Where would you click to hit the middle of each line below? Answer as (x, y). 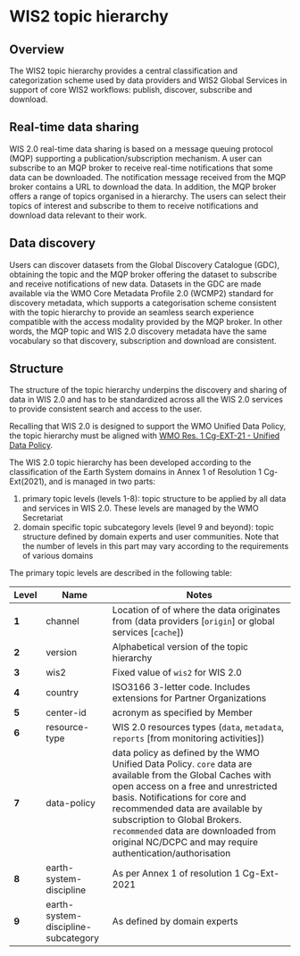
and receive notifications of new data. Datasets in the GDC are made (135, 284)
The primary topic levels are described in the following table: (121, 573)
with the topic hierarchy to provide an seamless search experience (132, 312)
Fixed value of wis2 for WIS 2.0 (177, 673)
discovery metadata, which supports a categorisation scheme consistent (143, 303)
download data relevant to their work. (78, 215)
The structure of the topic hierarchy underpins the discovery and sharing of (148, 390)
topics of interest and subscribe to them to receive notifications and (134, 205)
